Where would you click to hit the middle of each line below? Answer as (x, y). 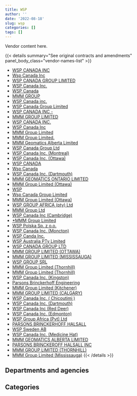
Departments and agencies (47, 370)
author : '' (16, 14)
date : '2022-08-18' (25, 19)
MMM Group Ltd (28, 210)
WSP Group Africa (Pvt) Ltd (40, 319)
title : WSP (16, 10)
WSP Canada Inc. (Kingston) (41, 277)
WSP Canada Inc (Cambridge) (42, 215)
